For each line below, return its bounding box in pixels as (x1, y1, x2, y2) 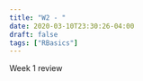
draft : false (9, 30, 58, 39)
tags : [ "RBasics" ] (9, 38, 78, 48)
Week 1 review (9, 63, 63, 74)
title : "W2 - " (9, 13, 67, 22)
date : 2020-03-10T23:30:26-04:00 (9, 22, 135, 31)
